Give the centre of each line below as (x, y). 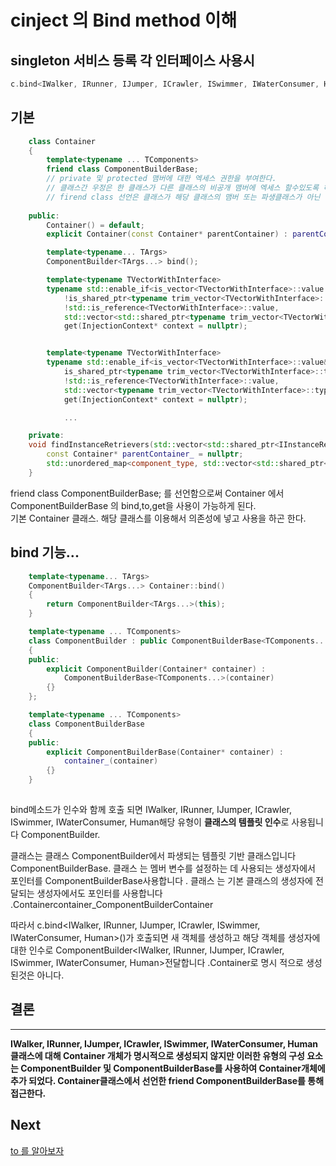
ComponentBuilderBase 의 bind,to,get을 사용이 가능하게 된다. (133, 505)
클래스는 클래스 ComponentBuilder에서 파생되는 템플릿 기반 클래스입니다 (153, 855)
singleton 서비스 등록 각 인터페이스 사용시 (132, 60)
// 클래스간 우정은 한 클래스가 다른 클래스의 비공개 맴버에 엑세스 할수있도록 (183, 188)
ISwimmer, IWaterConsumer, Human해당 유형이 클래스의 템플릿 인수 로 (150, 822)
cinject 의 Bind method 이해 (124, 20)
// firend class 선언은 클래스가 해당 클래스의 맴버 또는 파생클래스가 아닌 (183, 197)
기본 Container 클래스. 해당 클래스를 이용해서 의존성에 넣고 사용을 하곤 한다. (158, 518)
